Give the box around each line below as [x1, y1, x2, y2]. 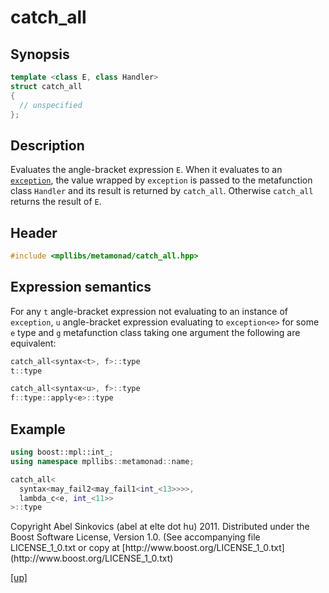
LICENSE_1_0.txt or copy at [10, 542, 120, 554]
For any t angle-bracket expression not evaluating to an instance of [10, 305, 289, 317]
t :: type [10, 366, 43, 376]
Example [10, 421, 66, 438]
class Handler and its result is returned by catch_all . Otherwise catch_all [10, 185, 314, 197]
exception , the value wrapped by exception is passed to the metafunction [10, 174, 313, 186]
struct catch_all [10, 81, 83, 91]
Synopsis [10, 46, 70, 63]
